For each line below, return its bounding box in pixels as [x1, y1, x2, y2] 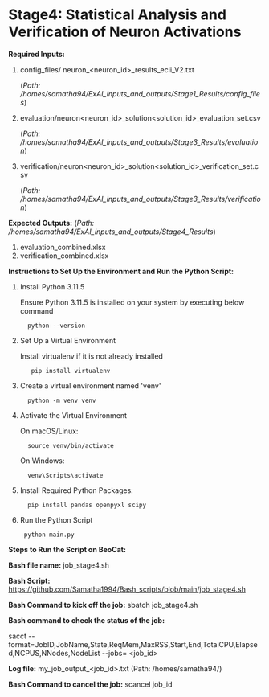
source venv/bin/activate [27, 441, 114, 449]
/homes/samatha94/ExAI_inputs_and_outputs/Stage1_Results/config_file [19, 88, 261, 98]
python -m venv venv [27, 396, 96, 404]
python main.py [23, 531, 75, 539]
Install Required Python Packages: [19, 485, 134, 495]
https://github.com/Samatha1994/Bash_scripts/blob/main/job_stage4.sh [8, 584, 247, 594]
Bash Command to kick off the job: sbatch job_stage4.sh [8, 600, 198, 609]
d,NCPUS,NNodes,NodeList [8, 648, 100, 658]
